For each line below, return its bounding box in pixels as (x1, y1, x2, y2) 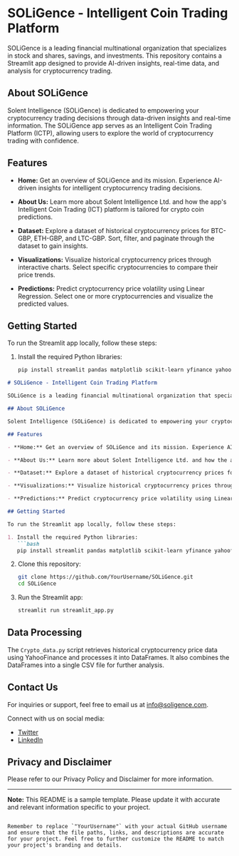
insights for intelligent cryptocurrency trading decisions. (38, 183, 203, 192)
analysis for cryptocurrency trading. (7, 66, 112, 75)
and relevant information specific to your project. (7, 803, 151, 812)
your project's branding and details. (7, 842, 122, 849)
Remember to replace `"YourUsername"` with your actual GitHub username (7, 823, 228, 830)
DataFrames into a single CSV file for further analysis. (7, 661, 165, 669)
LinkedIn (17, 736, 43, 744)
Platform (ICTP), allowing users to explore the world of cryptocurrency (7, 128, 214, 137)
